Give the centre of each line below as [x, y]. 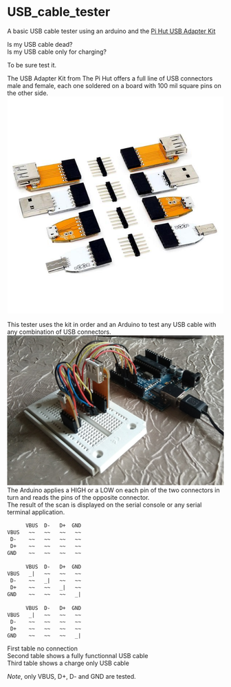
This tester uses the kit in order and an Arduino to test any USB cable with [112, 324]
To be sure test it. [32, 65]
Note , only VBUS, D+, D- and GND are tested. [71, 676]
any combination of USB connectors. [59, 332]
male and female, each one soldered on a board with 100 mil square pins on [114, 85]
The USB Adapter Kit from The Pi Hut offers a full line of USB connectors [110, 78]
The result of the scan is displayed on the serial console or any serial [104, 505]
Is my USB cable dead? [40, 44]
